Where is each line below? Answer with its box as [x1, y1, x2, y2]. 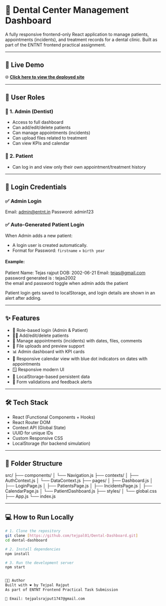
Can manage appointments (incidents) [12, 130, 90, 136]
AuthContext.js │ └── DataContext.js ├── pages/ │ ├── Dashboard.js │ [5, 477, 153, 484]
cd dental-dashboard [5, 538, 48, 543]
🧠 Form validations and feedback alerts [12, 378, 92, 385]
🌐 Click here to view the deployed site [5, 74, 85, 80]
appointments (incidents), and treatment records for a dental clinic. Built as [5, 37, 158, 43]
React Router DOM [12, 419, 51, 425]
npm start [5, 565, 26, 570]
